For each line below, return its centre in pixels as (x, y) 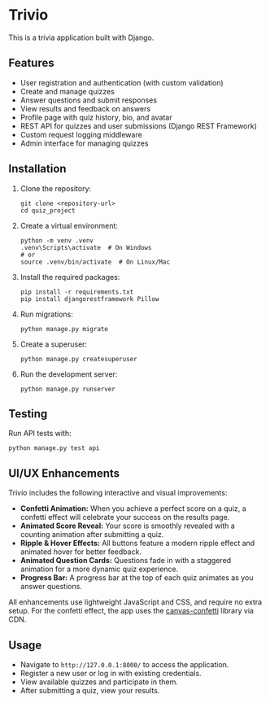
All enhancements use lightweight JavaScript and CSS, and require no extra (135, 602)
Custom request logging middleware (81, 134)
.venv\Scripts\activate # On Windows (86, 247)
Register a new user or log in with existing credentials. (111, 673)
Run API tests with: (40, 434)
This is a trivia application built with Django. (81, 37)
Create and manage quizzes (67, 91)
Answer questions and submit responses (88, 100)
